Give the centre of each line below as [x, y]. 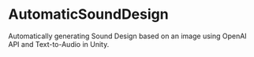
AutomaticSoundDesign [88, 14]
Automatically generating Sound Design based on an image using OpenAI [127, 36]
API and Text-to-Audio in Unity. [59, 44]
